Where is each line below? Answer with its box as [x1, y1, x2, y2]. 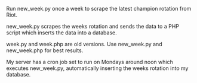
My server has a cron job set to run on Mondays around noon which [6, 59, 173, 65]
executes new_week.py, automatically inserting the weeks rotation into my [6, 65, 189, 72]
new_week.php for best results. [6, 47, 84, 54]
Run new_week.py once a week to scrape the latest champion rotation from [6, 5, 192, 12]
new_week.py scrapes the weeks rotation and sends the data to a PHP [6, 23, 180, 30]
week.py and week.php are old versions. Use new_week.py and [6, 41, 162, 47]
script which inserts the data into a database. [6, 29, 118, 36]
